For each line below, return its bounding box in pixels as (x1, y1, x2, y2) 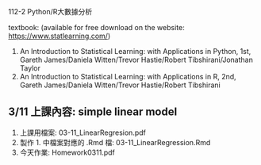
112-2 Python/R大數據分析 (8, 7, 93, 16)
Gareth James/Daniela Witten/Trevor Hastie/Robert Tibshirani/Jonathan (19, 55, 254, 64)
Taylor (19, 63, 41, 73)
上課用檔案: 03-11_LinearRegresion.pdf (19, 128, 147, 137)
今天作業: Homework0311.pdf (19, 148, 115, 157)
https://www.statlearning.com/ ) (8, 31, 111, 40)
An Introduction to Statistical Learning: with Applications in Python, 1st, (19, 47, 251, 56)
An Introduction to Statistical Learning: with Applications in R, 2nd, (19, 72, 236, 81)
